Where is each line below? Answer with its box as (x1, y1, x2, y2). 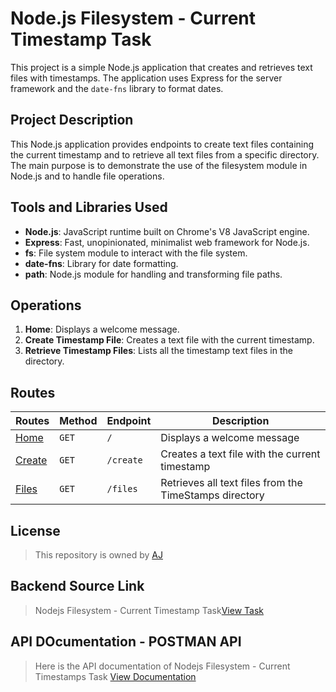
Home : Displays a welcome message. (24, 323, 180, 336)
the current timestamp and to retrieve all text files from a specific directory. (10, 148, 320, 161)
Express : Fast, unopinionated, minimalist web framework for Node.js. (24, 236, 310, 248)
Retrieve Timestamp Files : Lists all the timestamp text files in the (24, 345, 293, 357)
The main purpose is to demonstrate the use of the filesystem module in (10, 159, 308, 171)
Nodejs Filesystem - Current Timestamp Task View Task (34, 604, 264, 616)
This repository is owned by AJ (34, 549, 163, 561)
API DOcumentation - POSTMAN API (10, 633, 242, 651)
